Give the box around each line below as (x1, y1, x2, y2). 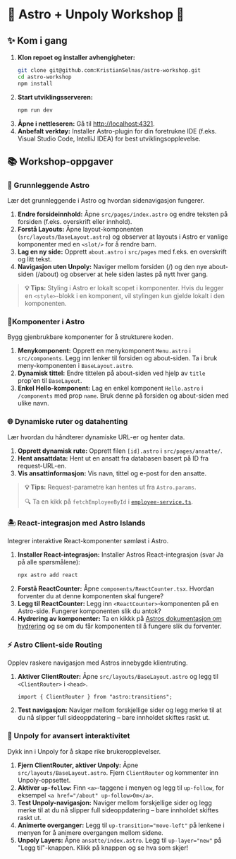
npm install (17, 80, 53, 87)
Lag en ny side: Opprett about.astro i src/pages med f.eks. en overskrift (17, 247, 227, 256)
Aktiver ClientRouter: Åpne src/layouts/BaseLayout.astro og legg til (17, 673, 218, 681)
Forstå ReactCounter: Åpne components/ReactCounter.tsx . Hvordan (17, 584, 215, 593)
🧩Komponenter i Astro (7, 317, 85, 327)
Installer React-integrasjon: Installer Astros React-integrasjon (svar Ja (17, 550, 224, 559)
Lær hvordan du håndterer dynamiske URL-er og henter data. (7, 432, 185, 441)
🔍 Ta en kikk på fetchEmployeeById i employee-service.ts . (24, 497, 194, 506)
